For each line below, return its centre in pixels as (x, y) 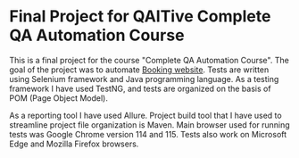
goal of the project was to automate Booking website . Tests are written (139, 70)
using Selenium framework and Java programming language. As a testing (144, 79)
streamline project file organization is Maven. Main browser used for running (149, 125)
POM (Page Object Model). (59, 98)
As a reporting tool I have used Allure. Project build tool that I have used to (146, 115)
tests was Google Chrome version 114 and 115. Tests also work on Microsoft (148, 134)
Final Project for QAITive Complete (140, 17)
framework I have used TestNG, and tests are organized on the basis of (140, 88)
